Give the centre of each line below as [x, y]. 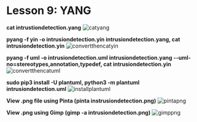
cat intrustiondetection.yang [44, 27]
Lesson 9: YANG [49, 11]
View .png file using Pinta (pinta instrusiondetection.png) [81, 101]
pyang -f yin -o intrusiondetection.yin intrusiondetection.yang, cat [93, 39]
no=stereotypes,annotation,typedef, [54, 64]
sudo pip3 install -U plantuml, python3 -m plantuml [73, 82]
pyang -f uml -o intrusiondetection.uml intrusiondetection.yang [90, 57]
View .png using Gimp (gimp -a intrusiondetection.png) [79, 112]
